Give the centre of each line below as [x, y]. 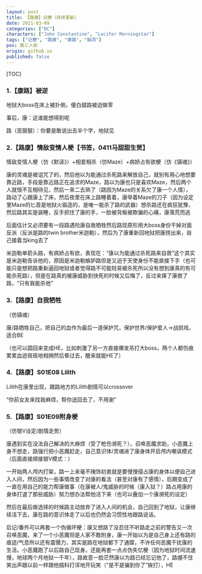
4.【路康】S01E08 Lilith [41, 373]
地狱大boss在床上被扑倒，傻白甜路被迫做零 [60, 105]
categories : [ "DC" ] [31, 29]
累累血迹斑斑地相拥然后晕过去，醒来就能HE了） [65, 355]
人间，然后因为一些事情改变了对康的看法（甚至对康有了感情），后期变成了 [102, 479]
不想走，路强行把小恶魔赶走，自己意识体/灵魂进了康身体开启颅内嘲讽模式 [102, 451]
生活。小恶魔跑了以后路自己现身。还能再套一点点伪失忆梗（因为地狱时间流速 [101, 550]
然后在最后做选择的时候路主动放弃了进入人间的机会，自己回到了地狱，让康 [98, 507]
